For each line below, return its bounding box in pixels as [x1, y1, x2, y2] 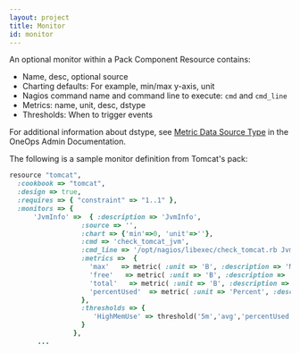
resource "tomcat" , [9, 171, 82, 180]
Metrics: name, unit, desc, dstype [21, 100, 146, 111]
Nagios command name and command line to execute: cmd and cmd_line [21, 90, 287, 101]
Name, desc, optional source [21, 71, 129, 82]
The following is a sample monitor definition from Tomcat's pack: [9, 154, 248, 164]
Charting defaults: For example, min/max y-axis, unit [21, 81, 215, 92]
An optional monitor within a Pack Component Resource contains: [9, 55, 252, 65]
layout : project [9, 13, 70, 22]
